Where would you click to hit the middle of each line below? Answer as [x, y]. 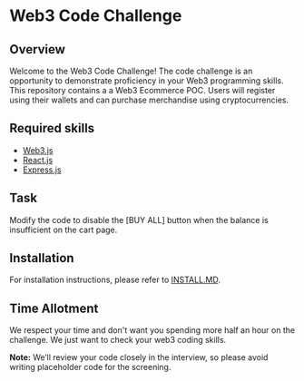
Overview [38, 49]
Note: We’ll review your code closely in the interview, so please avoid [139, 357]
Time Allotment [54, 308]
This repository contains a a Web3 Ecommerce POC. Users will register [142, 90]
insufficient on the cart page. [64, 230]
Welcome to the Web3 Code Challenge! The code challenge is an [131, 71]
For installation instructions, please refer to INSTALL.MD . [115, 280]
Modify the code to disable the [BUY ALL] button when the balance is [139, 220]
